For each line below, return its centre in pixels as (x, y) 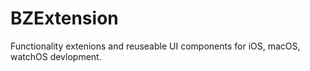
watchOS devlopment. (56, 56)
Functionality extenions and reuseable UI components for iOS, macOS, (155, 46)
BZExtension (64, 18)
